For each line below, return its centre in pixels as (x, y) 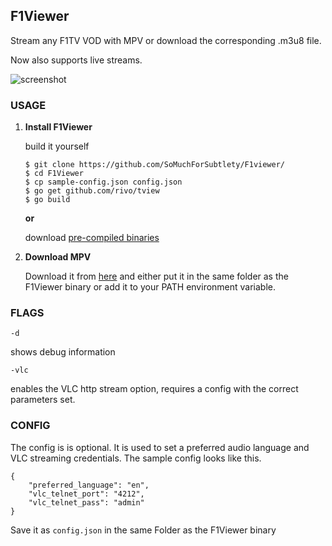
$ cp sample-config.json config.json (103, 182)
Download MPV (58, 257)
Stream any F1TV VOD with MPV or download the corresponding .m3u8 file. (166, 40)
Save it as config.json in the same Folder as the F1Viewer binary (143, 530)
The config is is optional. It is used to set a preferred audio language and (160, 447)
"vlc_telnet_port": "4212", (86, 494)
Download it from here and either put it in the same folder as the (156, 276)
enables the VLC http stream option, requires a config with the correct (154, 389)
